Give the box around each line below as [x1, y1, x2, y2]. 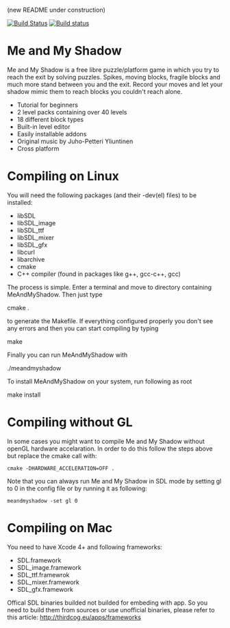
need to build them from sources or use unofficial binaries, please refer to [7, 605, 215, 614]
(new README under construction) [7, 6, 106, 14]
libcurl [16, 248, 36, 256]
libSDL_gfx [16, 240, 48, 249]
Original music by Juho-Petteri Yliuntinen [16, 137, 133, 145]
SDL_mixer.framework [16, 578, 80, 586]
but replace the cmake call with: [7, 451, 97, 460]
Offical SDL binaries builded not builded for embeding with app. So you [7, 599, 207, 607]
